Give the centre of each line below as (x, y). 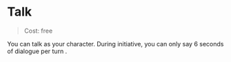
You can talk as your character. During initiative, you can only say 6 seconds (115, 44)
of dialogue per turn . (37, 51)
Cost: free (38, 31)
